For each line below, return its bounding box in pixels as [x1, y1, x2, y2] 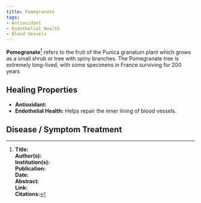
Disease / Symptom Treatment [6, 124, 123, 135]
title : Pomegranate [6, 8, 55, 15]
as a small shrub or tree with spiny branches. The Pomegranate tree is [6, 54, 179, 62]
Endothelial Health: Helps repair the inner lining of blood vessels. [14, 107, 177, 114]
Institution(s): [14, 159, 50, 166]
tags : [6, 14, 20, 20]
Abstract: [14, 178, 39, 185]
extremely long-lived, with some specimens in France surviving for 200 [6, 61, 182, 68]
